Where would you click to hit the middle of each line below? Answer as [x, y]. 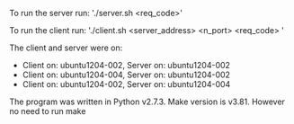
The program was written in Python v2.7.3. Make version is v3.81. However [147, 102]
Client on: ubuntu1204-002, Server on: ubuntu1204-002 [126, 65]
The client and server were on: [66, 48]
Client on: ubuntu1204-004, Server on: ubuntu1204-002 [126, 75]
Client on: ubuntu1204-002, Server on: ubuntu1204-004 [126, 84]
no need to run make [48, 111]
